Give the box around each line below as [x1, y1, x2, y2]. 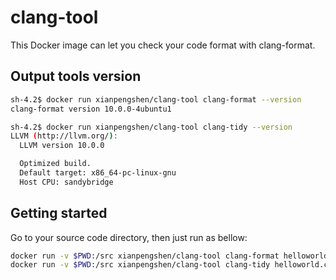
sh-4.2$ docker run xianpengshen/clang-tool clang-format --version [10, 94, 302, 105]
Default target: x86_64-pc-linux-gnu [19, 168, 177, 178]
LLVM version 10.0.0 [19, 141, 105, 151]
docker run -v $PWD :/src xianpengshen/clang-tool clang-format [10, 251, 280, 261]
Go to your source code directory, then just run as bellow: [10, 231, 248, 243]
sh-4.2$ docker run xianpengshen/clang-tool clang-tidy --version [10, 122, 293, 132]
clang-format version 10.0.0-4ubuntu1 [10, 104, 172, 114]
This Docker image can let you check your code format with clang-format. [10, 39, 316, 51]
